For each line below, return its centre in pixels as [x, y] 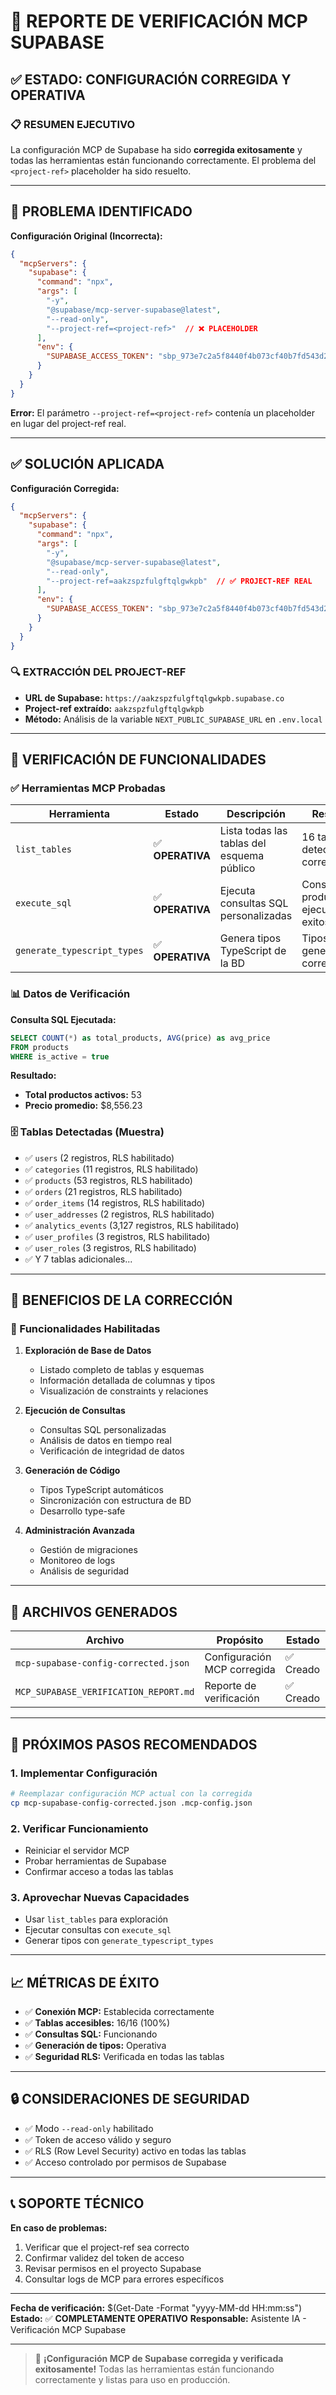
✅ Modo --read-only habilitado [89, 2128]
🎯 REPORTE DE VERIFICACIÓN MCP [159, 21]
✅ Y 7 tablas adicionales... [78, 1259]
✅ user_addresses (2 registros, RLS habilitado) [119, 1214]
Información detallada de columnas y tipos [127, 1381]
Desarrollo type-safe [82, 1511]
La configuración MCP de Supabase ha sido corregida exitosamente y [156, 149]
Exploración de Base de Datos [88, 1351]
